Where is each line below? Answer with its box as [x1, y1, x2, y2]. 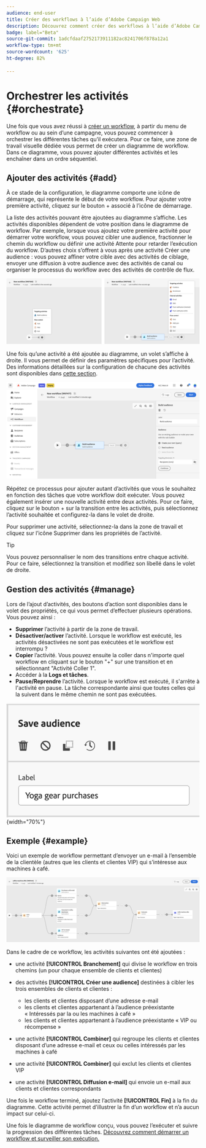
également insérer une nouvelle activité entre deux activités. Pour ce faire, [6, 498, 194, 506]
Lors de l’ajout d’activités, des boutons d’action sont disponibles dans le [6, 600, 188, 607]
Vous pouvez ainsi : [6, 613, 56, 620]
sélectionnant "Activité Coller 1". [15, 664, 96, 672]
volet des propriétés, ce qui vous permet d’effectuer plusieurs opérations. [6, 607, 193, 614]
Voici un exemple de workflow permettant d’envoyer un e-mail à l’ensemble [6, 852, 196, 859]
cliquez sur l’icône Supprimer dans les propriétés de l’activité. [6, 529, 162, 537]
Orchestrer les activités [6, 89, 129, 103]
